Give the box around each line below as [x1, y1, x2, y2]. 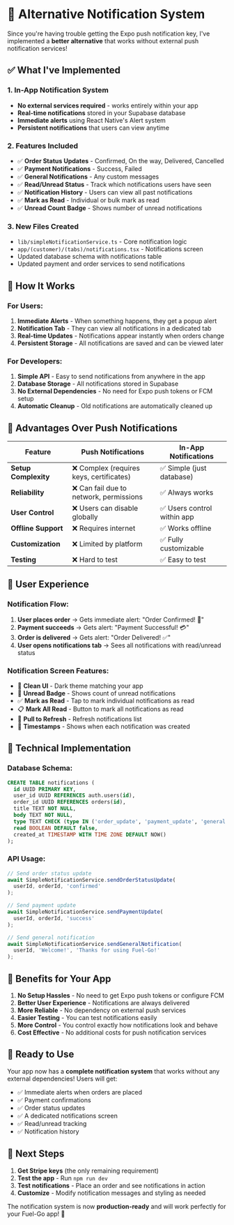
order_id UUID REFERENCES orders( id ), [13, 799, 127, 806]
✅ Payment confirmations [17, 1095, 92, 1104]
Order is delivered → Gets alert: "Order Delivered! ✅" [17, 633, 171, 641]
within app [159, 512, 194, 522]
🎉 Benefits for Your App [7, 972, 111, 984]
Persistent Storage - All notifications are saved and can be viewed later [17, 338, 224, 347]
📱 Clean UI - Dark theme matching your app [17, 682, 144, 690]
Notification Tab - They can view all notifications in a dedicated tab [17, 324, 212, 332]
